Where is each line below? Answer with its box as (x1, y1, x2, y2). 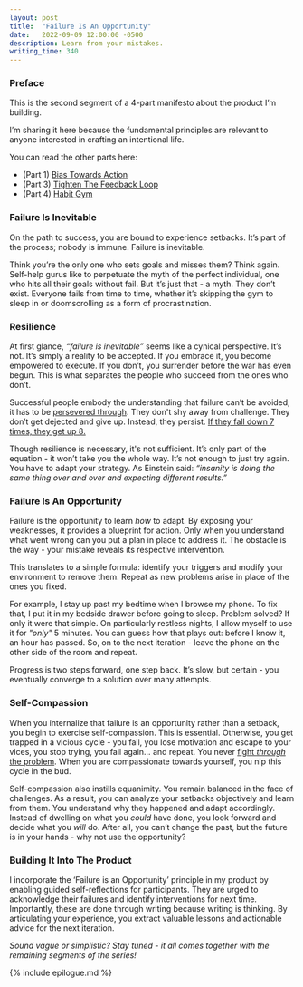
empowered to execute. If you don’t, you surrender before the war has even (9, 360, 292, 372)
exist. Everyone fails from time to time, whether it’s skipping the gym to (9, 287, 274, 299)
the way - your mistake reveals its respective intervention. (9, 545, 225, 556)
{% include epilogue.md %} (9, 967, 113, 978)
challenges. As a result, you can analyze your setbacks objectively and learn (9, 792, 295, 803)
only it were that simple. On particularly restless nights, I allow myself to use (9, 618, 293, 629)
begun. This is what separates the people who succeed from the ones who (9, 370, 289, 381)
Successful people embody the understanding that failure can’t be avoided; (9, 397, 291, 408)
